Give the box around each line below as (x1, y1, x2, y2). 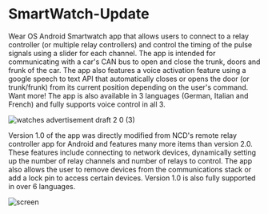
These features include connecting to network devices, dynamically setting (8, 147, 256, 157)
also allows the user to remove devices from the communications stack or (8, 164, 252, 174)
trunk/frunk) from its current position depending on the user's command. (8, 82, 249, 92)
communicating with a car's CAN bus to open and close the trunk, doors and (8, 57, 261, 67)
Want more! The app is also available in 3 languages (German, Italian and (8, 91, 249, 100)
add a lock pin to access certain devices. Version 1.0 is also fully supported (8, 173, 256, 183)
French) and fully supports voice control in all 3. (8, 99, 166, 109)
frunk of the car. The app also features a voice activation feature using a (8, 65, 246, 75)
